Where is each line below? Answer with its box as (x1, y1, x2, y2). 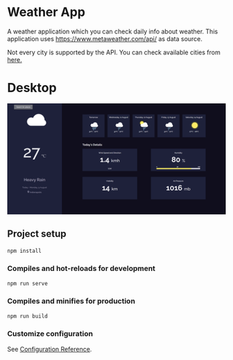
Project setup (7, 228, 67, 240)
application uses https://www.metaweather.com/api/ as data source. (7, 34, 203, 42)
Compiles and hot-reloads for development (7, 263, 156, 273)
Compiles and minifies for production (7, 296, 135, 306)
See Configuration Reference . (7, 345, 92, 353)
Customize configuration (7, 329, 94, 338)
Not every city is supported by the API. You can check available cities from (7, 48, 221, 56)
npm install (7, 247, 42, 254)
